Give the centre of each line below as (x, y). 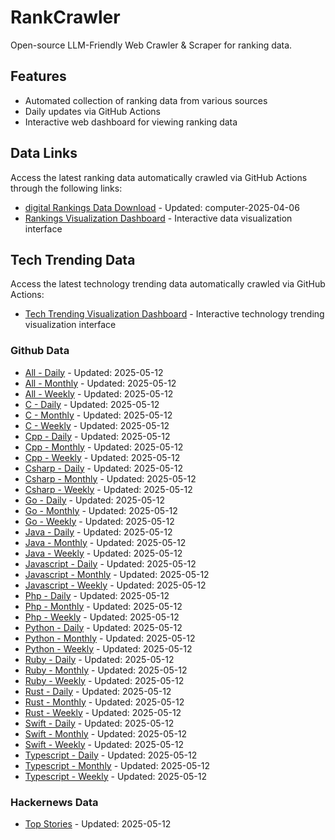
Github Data (40, 351)
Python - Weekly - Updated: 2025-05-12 (108, 648)
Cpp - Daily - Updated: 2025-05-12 (97, 436)
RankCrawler (65, 17)
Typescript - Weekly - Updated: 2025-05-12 (115, 776)
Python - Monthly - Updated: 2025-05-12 (110, 638)
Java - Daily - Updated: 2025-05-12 (98, 532)
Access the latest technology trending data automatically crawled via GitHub (168, 284)
